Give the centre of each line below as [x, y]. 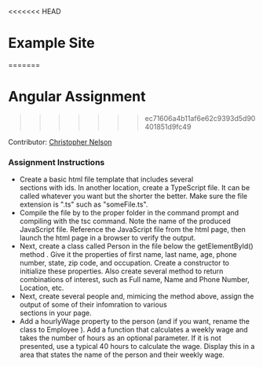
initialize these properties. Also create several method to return [121, 271]
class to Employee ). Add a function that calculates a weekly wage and [134, 330]
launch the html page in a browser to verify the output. [108, 238]
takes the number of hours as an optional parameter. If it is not [120, 338]
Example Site [52, 43]
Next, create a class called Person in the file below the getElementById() [136, 246]
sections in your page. [55, 313]
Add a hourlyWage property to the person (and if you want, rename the [134, 321]
